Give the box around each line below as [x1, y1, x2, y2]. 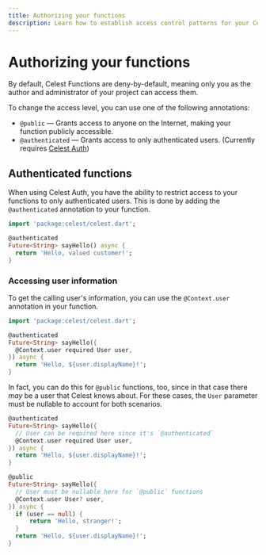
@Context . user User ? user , [15, 495, 104, 503]
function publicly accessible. [19, 127, 113, 136]
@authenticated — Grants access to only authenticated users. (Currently [19, 136, 256, 145]
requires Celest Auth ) [19, 144, 89, 153]
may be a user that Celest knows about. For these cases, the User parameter [8, 391, 258, 400]
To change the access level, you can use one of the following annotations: [8, 103, 250, 113]
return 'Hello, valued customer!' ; [15, 249, 133, 257]
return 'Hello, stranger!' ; [28, 517, 123, 526]
